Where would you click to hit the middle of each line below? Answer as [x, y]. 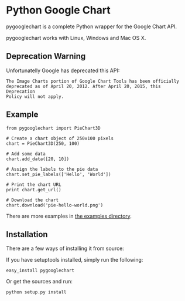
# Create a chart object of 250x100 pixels [60, 138]
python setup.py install [36, 292]
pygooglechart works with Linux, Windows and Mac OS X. [76, 38]
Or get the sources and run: [40, 282]
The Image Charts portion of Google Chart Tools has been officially [93, 81]
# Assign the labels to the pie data [52, 169]
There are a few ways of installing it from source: [65, 248]
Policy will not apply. [35, 97]
